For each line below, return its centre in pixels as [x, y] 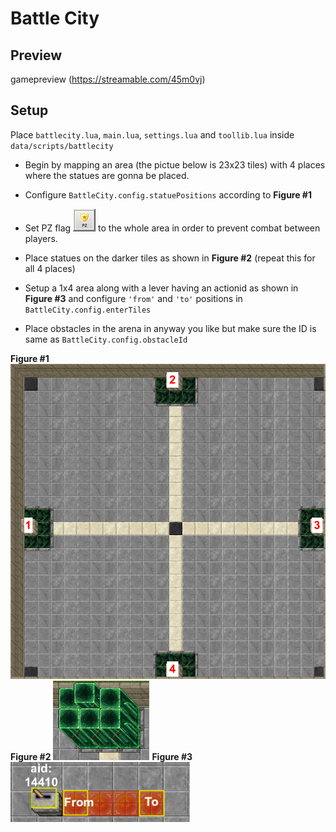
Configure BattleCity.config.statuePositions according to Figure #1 [168, 194]
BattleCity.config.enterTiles [88, 310]
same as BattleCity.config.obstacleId [106, 339]
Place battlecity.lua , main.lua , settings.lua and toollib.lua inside [152, 134]
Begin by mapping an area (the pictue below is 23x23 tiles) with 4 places [175, 164]
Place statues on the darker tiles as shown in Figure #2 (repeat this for [170, 258]
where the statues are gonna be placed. [107, 175]
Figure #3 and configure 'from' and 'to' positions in [133, 298]
